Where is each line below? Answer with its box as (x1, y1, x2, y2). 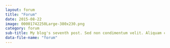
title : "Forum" (5, 12, 37, 17)
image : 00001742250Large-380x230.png (5, 21, 85, 26)
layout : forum (5, 7, 35, 12)
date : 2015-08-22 (5, 16, 42, 21)
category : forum (5, 26, 39, 31)
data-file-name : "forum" (5, 35, 58, 40)
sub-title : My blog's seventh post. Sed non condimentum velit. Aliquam (5, 30, 162, 35)
